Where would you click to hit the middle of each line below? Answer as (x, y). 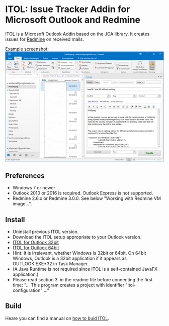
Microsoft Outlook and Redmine (73, 20)
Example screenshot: (27, 49)
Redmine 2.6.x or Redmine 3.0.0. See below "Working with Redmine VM (87, 198)
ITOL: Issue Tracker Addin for (68, 9)
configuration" (27, 290)
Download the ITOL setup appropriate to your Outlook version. (77, 237)
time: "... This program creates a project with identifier (68, 285)
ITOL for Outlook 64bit (36, 248)
